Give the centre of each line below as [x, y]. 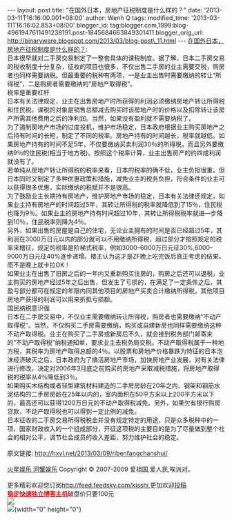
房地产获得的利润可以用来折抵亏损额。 [61, 299]
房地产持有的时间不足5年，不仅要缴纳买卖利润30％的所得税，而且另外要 [115, 144]
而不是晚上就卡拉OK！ [39, 265]
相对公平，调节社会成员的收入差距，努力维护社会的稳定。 [101, 437]
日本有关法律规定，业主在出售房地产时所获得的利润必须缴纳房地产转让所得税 [116, 101]
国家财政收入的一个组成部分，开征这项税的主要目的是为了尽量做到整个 [119, 429]
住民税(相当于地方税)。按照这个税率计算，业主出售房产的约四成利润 [125, 153]
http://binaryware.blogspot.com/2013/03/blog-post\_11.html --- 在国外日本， [116, 41]
